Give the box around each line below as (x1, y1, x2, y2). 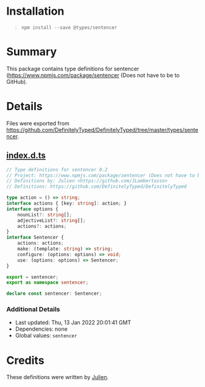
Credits (6, 353, 45, 367)
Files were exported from (6, 119, 70, 127)
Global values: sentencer (15, 332, 77, 339)
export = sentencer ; (6, 274, 59, 280)
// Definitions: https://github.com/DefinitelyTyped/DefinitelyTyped (6, 183, 187, 190)
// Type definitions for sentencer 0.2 (6, 166, 108, 172)
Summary (6, 45, 57, 59)
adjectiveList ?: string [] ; (17, 217, 86, 224)
